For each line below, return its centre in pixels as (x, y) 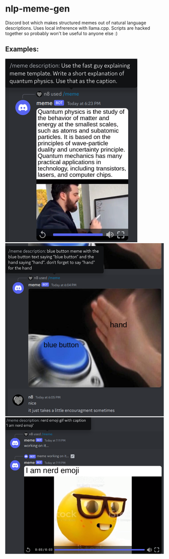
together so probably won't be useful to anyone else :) (62, 33)
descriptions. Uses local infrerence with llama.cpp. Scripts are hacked (78, 28)
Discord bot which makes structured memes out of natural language (76, 23)
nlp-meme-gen (38, 9)
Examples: (22, 49)
